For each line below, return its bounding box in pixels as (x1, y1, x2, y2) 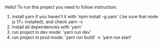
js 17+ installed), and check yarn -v (11, 19, 83, 24)
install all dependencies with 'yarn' (11, 24, 82, 30)
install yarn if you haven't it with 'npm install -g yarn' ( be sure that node (11, 14, 158, 19)
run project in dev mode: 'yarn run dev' (11, 29, 92, 35)
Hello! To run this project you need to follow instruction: (4, 4, 117, 10)
